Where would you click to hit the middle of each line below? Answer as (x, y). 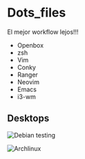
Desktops (28, 119)
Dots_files (37, 13)
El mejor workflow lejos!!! (43, 32)
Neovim (28, 82)
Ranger (27, 75)
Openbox (30, 45)
